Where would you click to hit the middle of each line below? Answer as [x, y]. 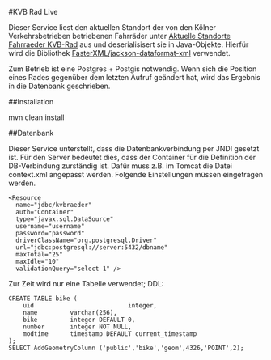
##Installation [31, 102]
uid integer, [90, 306]
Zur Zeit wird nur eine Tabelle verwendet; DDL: [86, 284]
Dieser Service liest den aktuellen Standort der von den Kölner [112, 27]
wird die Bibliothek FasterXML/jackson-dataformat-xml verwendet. [119, 53]
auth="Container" [45, 212]
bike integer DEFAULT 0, [79, 320]
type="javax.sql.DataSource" [65, 219]
